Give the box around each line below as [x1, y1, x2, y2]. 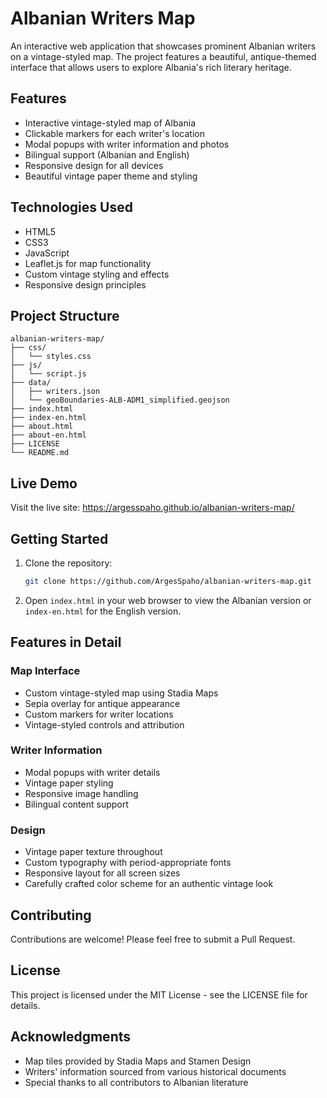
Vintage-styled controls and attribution [24, 718, 185, 731]
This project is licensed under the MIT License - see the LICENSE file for [10, 988, 308, 1001]
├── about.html [10, 422, 74, 432]
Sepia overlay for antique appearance [24, 697, 181, 709]
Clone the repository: [24, 557, 113, 569]
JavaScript [24, 247, 70, 259]
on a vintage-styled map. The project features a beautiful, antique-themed [10, 50, 317, 62]
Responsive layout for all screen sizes [24, 867, 181, 879]
